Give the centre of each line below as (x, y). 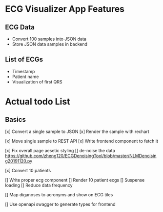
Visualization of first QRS (37, 81)
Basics (15, 119)
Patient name (25, 77)
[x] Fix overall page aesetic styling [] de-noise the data (60, 150)
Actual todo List (38, 102)
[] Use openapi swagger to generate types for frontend (60, 204)
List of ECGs (24, 60)
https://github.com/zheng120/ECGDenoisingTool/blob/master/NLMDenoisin (81, 156)
